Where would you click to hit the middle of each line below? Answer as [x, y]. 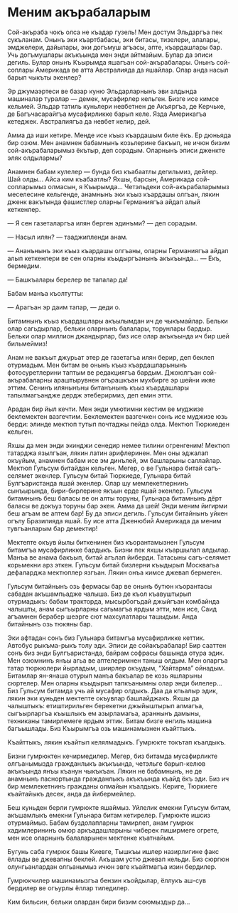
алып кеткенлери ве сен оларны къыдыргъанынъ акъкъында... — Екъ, [114, 258]
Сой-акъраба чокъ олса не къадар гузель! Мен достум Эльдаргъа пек [115, 32]
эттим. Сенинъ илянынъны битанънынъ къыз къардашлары [98, 388]
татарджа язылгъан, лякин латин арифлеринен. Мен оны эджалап [108, 453]
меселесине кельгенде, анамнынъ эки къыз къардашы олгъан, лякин [114, 194]
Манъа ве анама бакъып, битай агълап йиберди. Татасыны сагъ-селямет [119, 557]
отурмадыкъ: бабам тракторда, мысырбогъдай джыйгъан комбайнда [114, 601]
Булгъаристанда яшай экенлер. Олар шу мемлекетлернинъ [98, 483]
